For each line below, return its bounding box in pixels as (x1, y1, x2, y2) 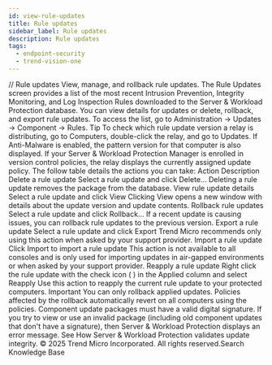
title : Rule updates (8, 20, 79, 28)
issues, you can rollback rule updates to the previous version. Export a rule (8, 217, 258, 228)
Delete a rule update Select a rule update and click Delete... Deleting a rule (8, 174, 257, 184)
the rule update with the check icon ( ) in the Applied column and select (8, 269, 248, 279)
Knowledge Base (8, 347, 65, 357)
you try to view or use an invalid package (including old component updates (8, 312, 262, 322)
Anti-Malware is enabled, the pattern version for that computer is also (8, 140, 241, 150)
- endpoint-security (15, 50, 85, 58)
